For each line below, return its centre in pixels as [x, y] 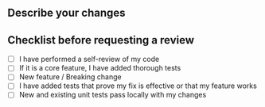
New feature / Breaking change [70, 77]
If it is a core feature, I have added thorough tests [100, 68]
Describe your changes [66, 13]
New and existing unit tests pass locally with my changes [113, 95]
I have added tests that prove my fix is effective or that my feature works [138, 86]
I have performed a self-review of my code [89, 59]
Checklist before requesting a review [101, 40]
